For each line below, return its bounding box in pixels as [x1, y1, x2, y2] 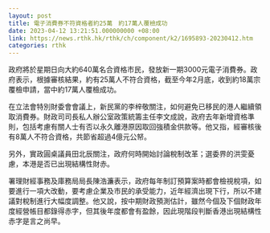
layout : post [8, 11, 52, 20]
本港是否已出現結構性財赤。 [22, 159, 114, 169]
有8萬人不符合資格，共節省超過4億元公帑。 [8, 132, 151, 141]
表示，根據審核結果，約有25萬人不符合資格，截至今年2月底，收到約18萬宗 [14, 75, 261, 84]
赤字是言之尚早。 [8, 216, 65, 226]
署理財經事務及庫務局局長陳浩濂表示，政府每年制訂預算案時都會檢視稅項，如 [8, 176, 262, 186]
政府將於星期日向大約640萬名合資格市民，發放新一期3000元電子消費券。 [8, 65, 251, 75]
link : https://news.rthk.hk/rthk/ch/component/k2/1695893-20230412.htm [8, 34, 253, 43]
